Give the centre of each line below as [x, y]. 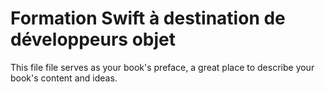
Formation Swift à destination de [148, 18]
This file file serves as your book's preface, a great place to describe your [162, 67]
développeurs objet [93, 39]
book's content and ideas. [64, 78]
